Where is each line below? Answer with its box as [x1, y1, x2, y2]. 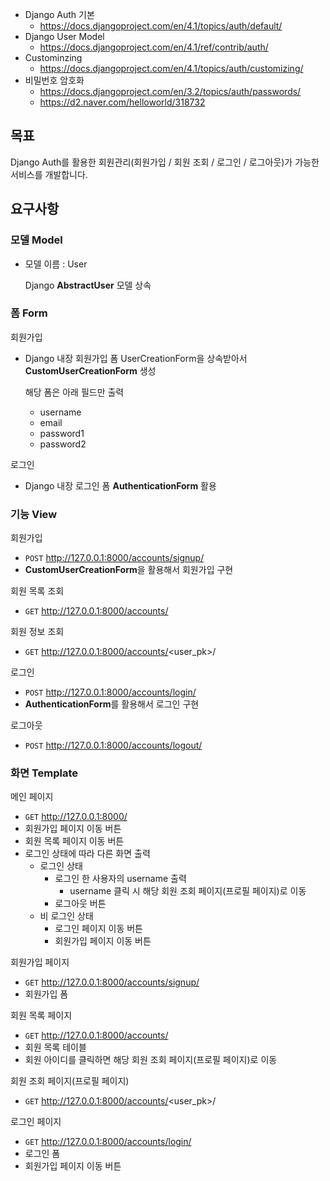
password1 [39, 427, 85, 439]
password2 [39, 438, 87, 450]
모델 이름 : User [24, 258, 88, 270]
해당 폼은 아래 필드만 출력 [24, 386, 125, 398]
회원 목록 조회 [10, 585, 65, 597]
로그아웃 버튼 [54, 898, 107, 910]
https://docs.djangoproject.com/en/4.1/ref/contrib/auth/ [39, 41, 269, 53]
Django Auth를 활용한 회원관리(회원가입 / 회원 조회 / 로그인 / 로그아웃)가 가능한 [10, 156, 320, 168]
